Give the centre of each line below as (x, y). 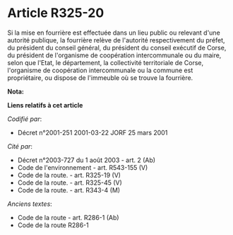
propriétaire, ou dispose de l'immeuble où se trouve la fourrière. (100, 78)
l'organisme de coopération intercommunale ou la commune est (100, 70)
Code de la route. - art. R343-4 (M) (69, 190)
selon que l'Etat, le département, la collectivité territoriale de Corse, (106, 62)
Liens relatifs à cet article (45, 105)
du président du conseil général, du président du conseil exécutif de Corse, (117, 47)
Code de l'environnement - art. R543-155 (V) (83, 167)
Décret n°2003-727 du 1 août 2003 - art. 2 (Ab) (86, 160)
